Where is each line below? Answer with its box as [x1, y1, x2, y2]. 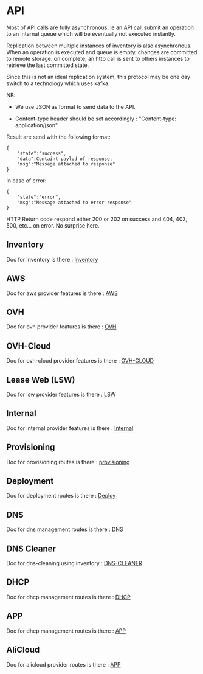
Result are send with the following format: [6, 133, 111, 141]
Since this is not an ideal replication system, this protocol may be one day [6, 73, 190, 80]
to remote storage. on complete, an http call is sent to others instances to [6, 55, 190, 62]
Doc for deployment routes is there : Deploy [6, 492, 116, 499]
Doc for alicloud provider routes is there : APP [6, 661, 121, 668]
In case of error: [6, 177, 47, 184]
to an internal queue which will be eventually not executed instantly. [6, 30, 176, 37]
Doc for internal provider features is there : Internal [6, 424, 134, 432]
